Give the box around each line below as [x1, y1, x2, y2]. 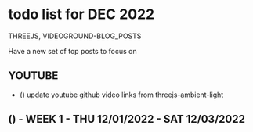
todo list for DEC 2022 [8, 5, 155, 23]
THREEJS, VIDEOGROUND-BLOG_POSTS [8, 31, 142, 41]
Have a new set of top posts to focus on [8, 46, 137, 55]
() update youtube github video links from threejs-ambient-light [19, 90, 224, 99]
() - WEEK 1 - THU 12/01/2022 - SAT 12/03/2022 [8, 112, 245, 126]
